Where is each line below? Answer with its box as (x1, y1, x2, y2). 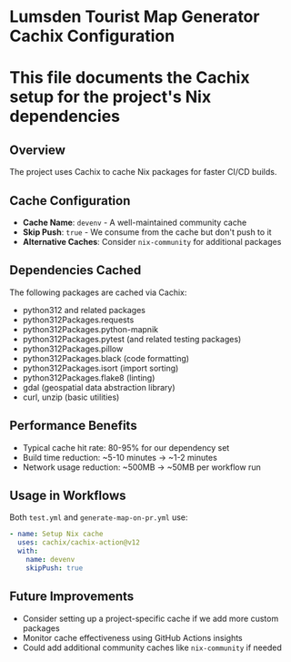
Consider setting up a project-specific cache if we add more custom (22, 613, 279, 624)
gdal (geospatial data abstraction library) (22, 382, 176, 392)
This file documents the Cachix (9, 67, 250, 88)
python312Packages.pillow (22, 343, 124, 354)
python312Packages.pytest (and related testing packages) (22, 333, 242, 344)
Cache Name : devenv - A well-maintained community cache (22, 217, 247, 228)
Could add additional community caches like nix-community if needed (22, 642, 282, 653)
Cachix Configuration (9, 25, 176, 46)
